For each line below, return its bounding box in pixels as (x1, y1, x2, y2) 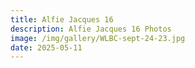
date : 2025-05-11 (10, 42, 83, 53)
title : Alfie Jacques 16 (10, 14, 114, 25)
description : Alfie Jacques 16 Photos (10, 24, 172, 34)
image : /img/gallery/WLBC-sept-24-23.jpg (10, 33, 186, 43)
